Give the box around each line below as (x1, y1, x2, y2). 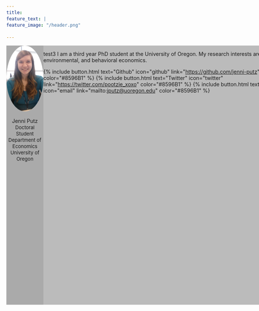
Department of (8, 137, 42, 143)
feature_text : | (6, 15, 47, 22)
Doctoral (15, 124, 35, 131)
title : (6, 9, 23, 15)
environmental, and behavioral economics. (43, 57, 148, 64)
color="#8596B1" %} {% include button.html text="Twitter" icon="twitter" (43, 75, 223, 82)
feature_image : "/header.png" (6, 22, 81, 28)
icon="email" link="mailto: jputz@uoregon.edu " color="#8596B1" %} (43, 87, 210, 94)
